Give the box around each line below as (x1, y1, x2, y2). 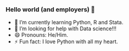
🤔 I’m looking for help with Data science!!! (14, 25, 117, 32)
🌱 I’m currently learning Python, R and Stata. (14, 19, 124, 26)
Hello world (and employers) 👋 (5, 5, 96, 14)
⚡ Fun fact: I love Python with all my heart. (14, 38, 118, 45)
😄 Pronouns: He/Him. (14, 31, 68, 39)
